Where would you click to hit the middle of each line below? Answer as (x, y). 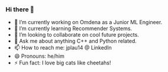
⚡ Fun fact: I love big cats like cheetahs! (62, 63)
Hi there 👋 (20, 9)
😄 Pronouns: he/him (39, 56)
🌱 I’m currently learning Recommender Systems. (73, 28)
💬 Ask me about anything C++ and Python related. (75, 41)
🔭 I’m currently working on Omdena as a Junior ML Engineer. (88, 22)
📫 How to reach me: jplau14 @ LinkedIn (63, 48)
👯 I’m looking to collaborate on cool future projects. (77, 35)
